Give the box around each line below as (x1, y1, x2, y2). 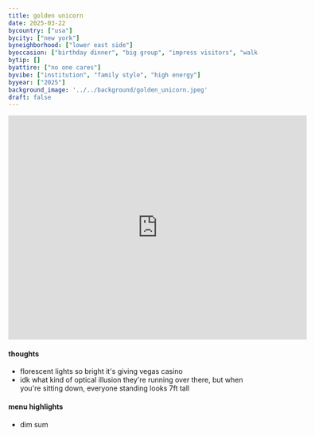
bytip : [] (8, 57, 41, 65)
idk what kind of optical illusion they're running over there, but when (19, 375, 244, 385)
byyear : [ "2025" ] (8, 78, 66, 86)
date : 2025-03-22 (8, 19, 66, 27)
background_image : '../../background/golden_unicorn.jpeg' (8, 85, 208, 94)
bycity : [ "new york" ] (8, 33, 80, 42)
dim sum (19, 419, 49, 429)
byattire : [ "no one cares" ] (8, 64, 102, 72)
